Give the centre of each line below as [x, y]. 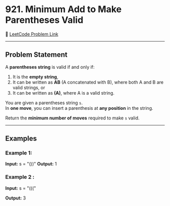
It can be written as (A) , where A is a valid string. [63, 93]
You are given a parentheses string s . [44, 103]
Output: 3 [16, 198]
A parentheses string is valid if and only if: [50, 67]
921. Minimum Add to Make [63, 9]
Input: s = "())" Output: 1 [31, 164]
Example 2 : [20, 177]
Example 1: [19, 153]
